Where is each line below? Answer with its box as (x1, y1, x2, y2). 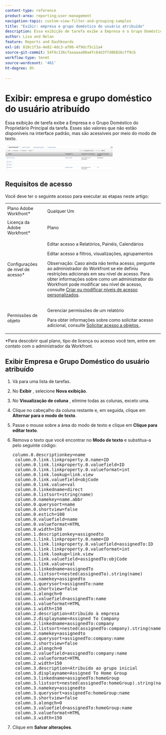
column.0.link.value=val (15, 481, 76, 487)
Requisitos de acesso (5, 180, 73, 189)
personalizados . (47, 292, 80, 298)
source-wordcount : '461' (5, 60, 56, 66)
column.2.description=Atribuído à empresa (15, 610, 120, 616)
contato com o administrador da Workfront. (5, 343, 93, 349)
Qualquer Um (47, 208, 75, 214)
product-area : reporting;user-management (5, 13, 92, 18)
